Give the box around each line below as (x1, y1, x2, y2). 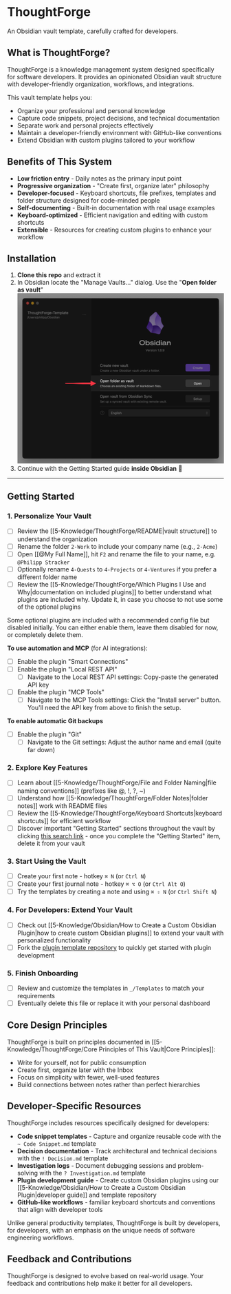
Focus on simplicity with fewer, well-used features (16, 1073, 159, 1081)
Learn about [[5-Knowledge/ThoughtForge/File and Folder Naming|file (16, 778, 217, 787)
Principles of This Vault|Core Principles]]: (98, 1045, 216, 1053)
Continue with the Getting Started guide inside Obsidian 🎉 (16, 464, 183, 472)
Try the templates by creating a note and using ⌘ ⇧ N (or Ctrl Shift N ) (16, 887, 217, 896)
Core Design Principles (7, 1020, 108, 1031)
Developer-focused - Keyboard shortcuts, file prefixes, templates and (16, 189, 217, 197)
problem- (177, 1161, 204, 1169)
